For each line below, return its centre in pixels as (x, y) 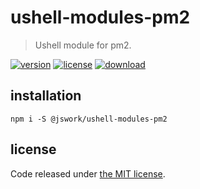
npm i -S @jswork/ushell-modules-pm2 (89, 119)
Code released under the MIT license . (88, 173)
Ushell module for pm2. (83, 45)
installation (46, 96)
